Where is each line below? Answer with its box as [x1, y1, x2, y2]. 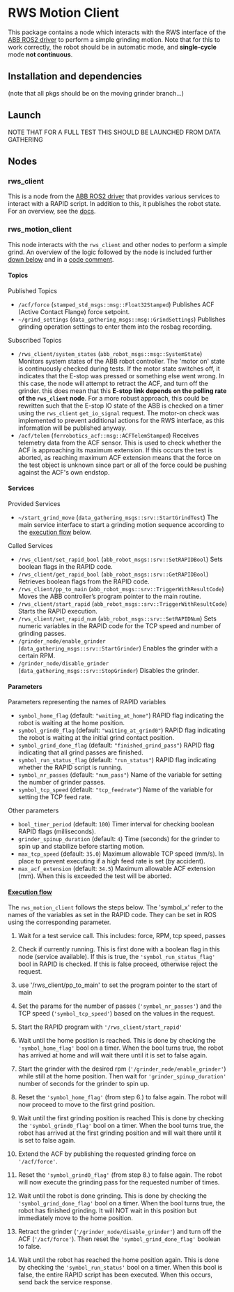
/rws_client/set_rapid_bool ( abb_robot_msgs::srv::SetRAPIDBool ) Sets [17, 555, 224, 563]
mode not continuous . [8, 50, 73, 59]
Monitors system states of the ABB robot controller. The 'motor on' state [17, 357, 226, 365]
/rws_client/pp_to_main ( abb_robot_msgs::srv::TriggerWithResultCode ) [17, 584, 225, 593]
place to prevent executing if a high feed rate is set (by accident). [17, 857, 205, 866]
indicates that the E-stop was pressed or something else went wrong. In [17, 371, 225, 380]
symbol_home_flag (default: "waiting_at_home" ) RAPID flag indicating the [17, 711, 224, 720]
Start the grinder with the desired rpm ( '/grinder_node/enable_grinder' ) [17, 1064, 226, 1073]
